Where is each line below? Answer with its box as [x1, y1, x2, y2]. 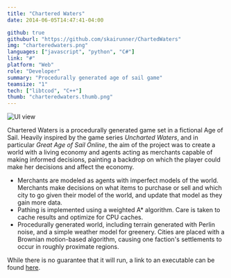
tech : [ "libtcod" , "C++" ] [7, 87, 82, 94]
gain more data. [17, 198, 62, 207]
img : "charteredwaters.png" [7, 42, 89, 49]
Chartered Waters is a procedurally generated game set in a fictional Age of [7, 126, 223, 134]
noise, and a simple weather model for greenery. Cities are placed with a [17, 228, 225, 236]
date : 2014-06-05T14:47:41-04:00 [7, 17, 104, 24]
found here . [7, 263, 40, 272]
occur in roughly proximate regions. [17, 243, 119, 251]
